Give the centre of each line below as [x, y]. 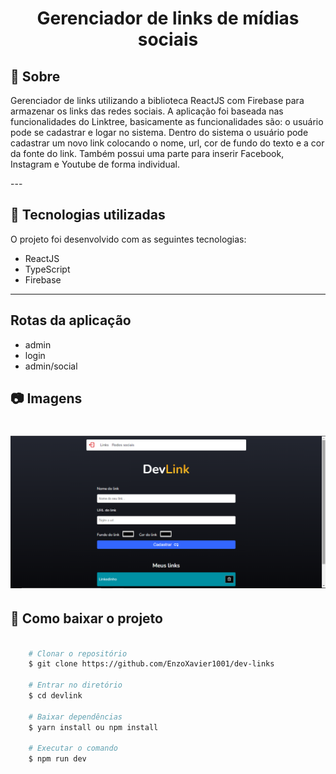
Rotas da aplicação [71, 320]
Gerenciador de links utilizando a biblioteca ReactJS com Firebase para [157, 100]
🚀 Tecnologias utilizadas [88, 215]
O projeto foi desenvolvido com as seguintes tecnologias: [128, 239]
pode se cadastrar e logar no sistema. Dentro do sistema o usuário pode [159, 132]
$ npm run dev [57, 759]
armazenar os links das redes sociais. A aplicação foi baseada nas [147, 111]
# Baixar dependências [75, 717]
